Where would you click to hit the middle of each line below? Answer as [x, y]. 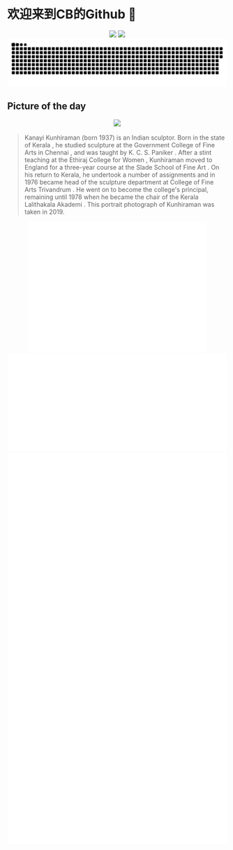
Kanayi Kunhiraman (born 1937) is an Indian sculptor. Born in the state [125, 138]
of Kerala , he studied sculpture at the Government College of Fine [119, 145]
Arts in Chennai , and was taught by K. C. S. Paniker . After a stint [118, 152]
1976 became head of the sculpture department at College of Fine [119, 182]
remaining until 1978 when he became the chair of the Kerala [111, 197]
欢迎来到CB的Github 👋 [72, 14]
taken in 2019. [44, 212]
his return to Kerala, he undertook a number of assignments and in [120, 175]
